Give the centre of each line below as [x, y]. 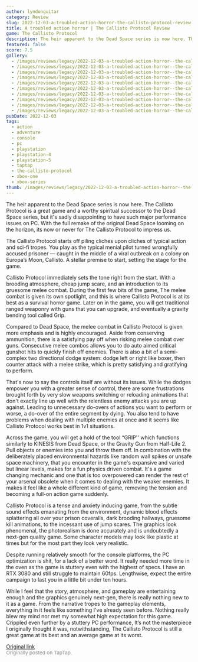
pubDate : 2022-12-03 [32, 116]
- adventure [26, 133]
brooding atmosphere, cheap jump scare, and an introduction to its [87, 284]
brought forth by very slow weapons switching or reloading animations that [97, 394]
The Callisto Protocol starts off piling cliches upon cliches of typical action [96, 241]
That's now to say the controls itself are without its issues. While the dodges [99, 382]
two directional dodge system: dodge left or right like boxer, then [107, 358]
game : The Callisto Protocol [42, 34]
